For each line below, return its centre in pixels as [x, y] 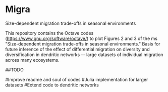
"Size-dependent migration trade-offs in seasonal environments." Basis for [83, 43]
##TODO [14, 70]
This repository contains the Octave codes [49, 33]
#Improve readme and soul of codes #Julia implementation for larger [77, 79]
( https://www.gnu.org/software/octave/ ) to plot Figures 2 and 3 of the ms [81, 38]
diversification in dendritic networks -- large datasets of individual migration [84, 55]
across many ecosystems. [32, 60]
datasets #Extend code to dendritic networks [52, 85]
